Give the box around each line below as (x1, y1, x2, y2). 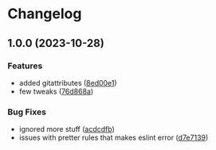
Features (7, 60, 43, 71)
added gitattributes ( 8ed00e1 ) (18, 78, 117, 87)
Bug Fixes (7, 106, 47, 117)
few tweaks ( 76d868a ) (18, 87, 94, 96)
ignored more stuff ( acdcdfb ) (18, 125, 115, 134)
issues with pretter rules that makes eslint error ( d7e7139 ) (18, 133, 209, 143)
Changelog (7, 5, 82, 23)
